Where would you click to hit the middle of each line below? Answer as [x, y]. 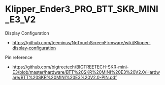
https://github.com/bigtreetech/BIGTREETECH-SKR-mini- [70, 67]
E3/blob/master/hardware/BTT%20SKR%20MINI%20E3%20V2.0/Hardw [86, 72]
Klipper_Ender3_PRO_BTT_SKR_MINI [82, 9]
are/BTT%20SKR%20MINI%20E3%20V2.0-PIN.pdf [65, 77]
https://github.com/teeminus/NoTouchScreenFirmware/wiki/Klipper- [82, 42]
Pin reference [19, 57]
